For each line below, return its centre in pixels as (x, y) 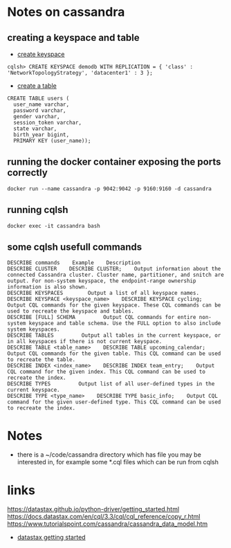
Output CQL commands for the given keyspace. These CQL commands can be (114, 305)
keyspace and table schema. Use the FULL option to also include (125, 323)
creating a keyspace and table (73, 38)
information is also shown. (48, 287)
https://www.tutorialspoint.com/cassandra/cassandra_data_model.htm (108, 524)
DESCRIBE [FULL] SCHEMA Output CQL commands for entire (102, 318)
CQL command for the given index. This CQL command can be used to (107, 372)
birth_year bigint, (41, 135)
